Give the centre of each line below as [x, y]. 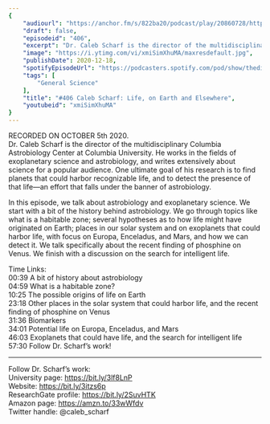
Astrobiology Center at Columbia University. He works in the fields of [123, 153]
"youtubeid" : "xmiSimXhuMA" [70, 105]
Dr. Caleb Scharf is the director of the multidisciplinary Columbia [115, 144]
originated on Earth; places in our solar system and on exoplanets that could [135, 228]
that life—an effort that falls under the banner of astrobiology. [110, 187]
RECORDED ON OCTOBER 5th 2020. [69, 136]
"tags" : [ [39, 75]
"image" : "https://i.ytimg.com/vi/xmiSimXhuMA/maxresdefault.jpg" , [138, 53]
